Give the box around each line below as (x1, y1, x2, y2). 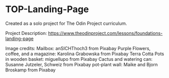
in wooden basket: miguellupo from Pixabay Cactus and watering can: (5, 56, 153, 62)
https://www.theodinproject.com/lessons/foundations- (48, 30, 163, 36)
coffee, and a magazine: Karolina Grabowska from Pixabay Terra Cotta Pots (5, 51, 164, 57)
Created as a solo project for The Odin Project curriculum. (5, 20, 128, 26)
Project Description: (5, 30, 47, 36)
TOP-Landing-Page (5, 4, 89, 15)
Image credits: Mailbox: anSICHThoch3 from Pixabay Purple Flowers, (5, 45, 151, 51)
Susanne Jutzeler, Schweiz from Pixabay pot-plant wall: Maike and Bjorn (5, 61, 158, 67)
